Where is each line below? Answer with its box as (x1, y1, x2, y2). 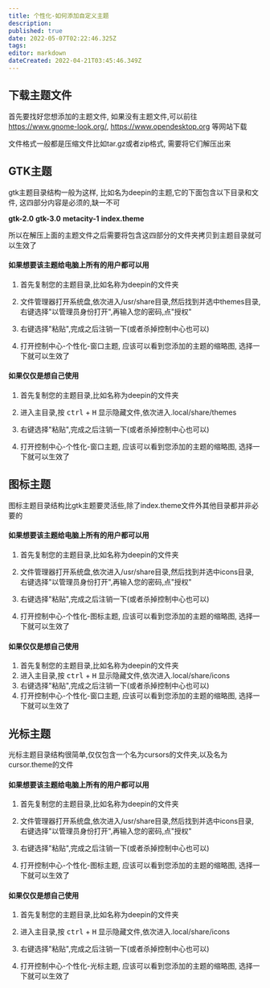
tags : (8, 42, 27, 50)
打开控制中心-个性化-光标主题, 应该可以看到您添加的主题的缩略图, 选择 (19, 961, 253, 971)
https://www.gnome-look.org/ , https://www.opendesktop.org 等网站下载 (8, 122, 247, 131)
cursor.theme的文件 (8, 759, 74, 769)
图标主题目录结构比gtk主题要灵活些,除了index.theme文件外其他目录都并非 (8, 500, 252, 510)
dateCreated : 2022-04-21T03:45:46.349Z (8, 57, 142, 65)
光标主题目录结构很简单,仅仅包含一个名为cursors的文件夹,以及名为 (8, 750, 228, 759)
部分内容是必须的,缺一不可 (33, 197, 121, 207)
